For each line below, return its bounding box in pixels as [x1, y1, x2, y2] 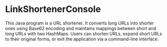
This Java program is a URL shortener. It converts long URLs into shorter [5, 20, 155, 26]
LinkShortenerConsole [5, 3, 101, 15]
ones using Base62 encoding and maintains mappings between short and [5, 25, 157, 31]
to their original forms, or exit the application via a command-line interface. [5, 36, 159, 42]
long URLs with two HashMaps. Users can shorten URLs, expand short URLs [5, 30, 163, 36]
